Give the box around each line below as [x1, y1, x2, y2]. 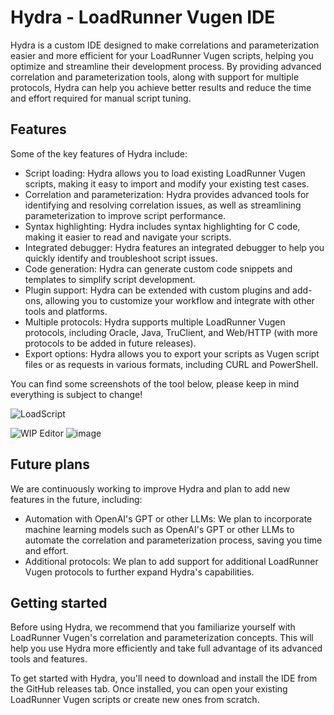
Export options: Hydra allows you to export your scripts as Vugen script [24, 347, 320, 360]
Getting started [10, 594, 108, 611]
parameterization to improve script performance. [24, 209, 227, 221]
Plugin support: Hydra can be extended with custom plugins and [24, 284, 291, 296]
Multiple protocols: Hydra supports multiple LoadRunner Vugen [24, 316, 286, 328]
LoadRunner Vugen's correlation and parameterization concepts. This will [10, 632, 314, 644]
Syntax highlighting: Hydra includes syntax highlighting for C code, [24, 220, 301, 232]
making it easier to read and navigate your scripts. [24, 231, 232, 243]
